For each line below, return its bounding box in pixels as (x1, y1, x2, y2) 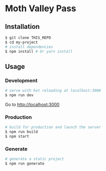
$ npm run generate (5, 161, 45, 166)
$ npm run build (5, 129, 38, 134)
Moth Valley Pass (5, 3, 76, 14)
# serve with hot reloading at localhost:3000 (5, 88, 101, 93)
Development (5, 77, 38, 84)
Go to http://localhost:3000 (5, 101, 60, 107)
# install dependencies (5, 44, 53, 49)
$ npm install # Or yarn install (5, 49, 73, 54)
